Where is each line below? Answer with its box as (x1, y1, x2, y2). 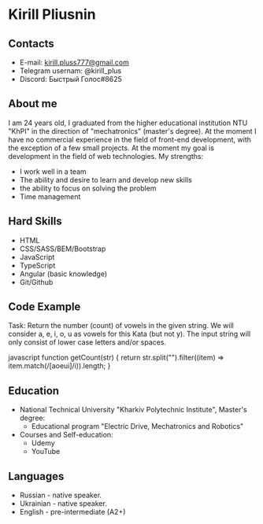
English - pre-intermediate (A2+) (19, 507, 126, 517)
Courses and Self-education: (19, 430, 113, 440)
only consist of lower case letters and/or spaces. (8, 338, 167, 347)
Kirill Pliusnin (8, 6, 96, 24)
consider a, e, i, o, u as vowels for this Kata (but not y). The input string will (8, 329, 251, 339)
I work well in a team (19, 167, 87, 176)
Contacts (8, 37, 55, 50)
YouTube (31, 447, 61, 456)
